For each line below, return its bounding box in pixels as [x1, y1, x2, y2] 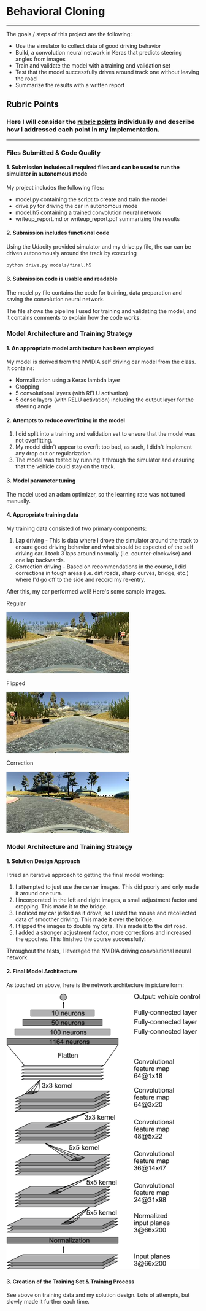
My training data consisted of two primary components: [6, 525, 147, 532]
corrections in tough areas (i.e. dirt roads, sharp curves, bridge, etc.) [15, 569, 189, 576]
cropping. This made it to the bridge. [15, 902, 108, 910]
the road [15, 75, 37, 82]
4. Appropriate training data [6, 511, 78, 519]
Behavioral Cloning [6, 4, 105, 18]
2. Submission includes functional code [6, 229, 110, 237]
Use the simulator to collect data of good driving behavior [15, 42, 161, 50]
